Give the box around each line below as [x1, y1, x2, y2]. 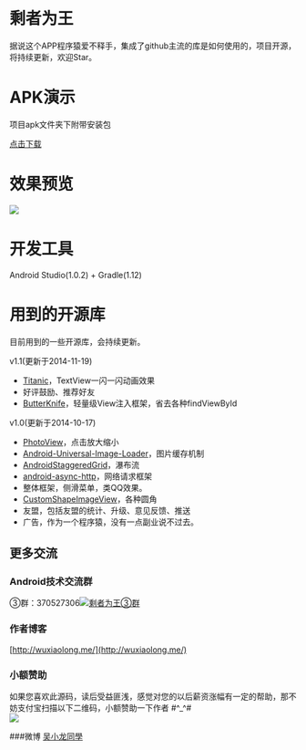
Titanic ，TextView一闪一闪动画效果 [22, 375, 155, 386]
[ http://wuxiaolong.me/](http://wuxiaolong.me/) [9, 644, 188, 655]
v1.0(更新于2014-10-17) [9, 417, 97, 428]
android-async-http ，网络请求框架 [22, 471, 153, 482]
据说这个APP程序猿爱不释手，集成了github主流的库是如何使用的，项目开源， [9, 40, 297, 51]
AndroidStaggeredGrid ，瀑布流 [22, 459, 140, 470]
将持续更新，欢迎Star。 [9, 51, 97, 62]
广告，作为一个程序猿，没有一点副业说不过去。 [22, 516, 199, 527]
